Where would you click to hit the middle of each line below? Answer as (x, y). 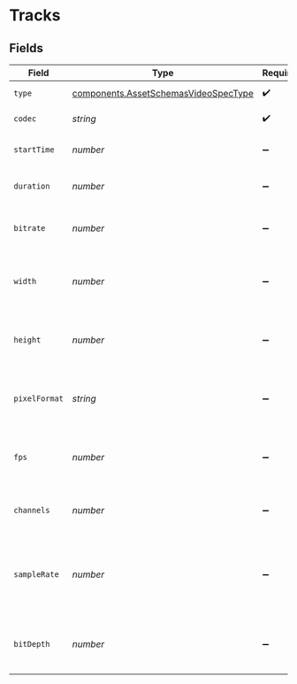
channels (32, 510)
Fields (27, 48)
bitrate (30, 228)
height (27, 340)
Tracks (35, 15)
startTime (34, 150)
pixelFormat (39, 399)
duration (32, 186)
